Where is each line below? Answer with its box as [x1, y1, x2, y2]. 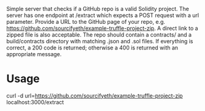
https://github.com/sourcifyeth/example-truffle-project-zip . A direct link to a [6, 24, 198, 32]
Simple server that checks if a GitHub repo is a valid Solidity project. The [6, 5, 190, 12]
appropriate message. [6, 51, 62, 57]
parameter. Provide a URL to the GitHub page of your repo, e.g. [6, 18, 165, 25]
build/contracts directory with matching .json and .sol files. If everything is [6, 38, 193, 45]
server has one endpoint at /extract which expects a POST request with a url [6, 12, 199, 19]
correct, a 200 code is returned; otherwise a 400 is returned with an [6, 44, 179, 51]
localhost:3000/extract [6, 98, 64, 106]
